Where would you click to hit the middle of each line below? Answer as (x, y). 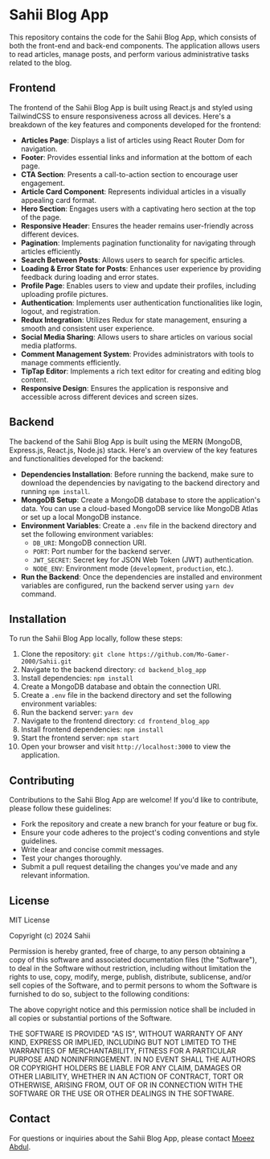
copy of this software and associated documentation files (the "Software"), (133, 960)
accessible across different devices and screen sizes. (110, 397)
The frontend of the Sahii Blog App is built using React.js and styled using (131, 107)
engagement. (43, 183)
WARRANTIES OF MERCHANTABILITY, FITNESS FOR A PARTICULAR (123, 1051)
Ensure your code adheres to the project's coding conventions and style (140, 833)
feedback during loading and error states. (90, 277)
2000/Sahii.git (46, 662)
